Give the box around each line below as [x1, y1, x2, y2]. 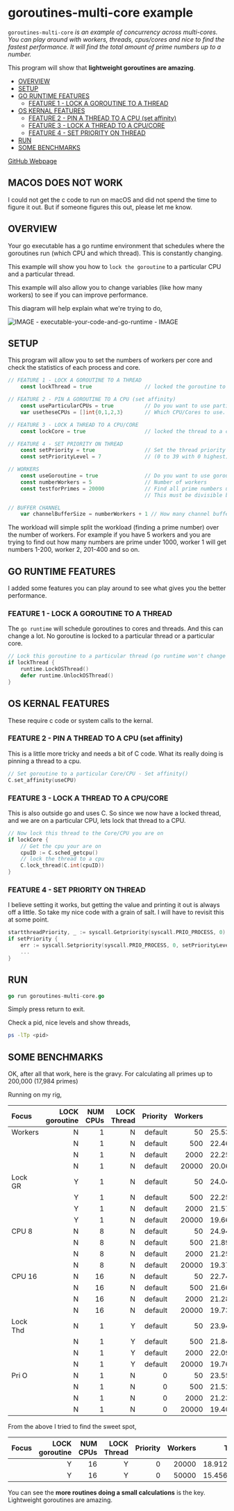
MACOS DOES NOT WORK [8, 177, 124, 189]
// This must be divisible [144, 491, 223, 498]
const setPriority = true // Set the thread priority [20, 447, 226, 454]
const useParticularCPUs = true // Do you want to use [20, 402, 210, 409]
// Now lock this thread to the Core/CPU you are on [8, 829, 164, 837]
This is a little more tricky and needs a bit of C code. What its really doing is [8, 749, 224, 758]
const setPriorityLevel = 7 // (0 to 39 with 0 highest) [20, 453, 229, 460]
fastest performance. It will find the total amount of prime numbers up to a [8, 42, 222, 51]
